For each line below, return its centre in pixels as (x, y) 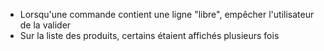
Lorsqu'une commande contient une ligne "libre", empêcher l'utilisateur (167, 14)
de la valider (45, 25)
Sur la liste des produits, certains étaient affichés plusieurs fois (149, 35)
